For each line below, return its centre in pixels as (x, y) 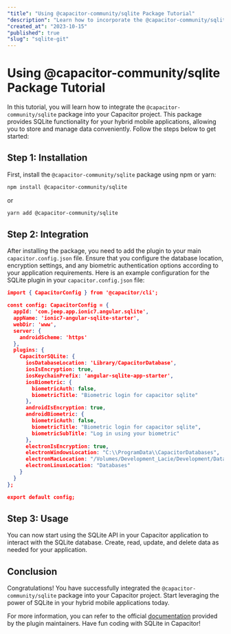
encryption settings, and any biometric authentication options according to (113, 265)
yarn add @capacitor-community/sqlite (63, 213)
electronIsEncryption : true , (67, 446)
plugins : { (29, 350)
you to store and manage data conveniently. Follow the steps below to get (112, 129)
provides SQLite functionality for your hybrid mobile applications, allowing (112, 122)
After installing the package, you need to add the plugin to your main (104, 251)
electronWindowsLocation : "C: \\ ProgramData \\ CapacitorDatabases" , (122, 453)
